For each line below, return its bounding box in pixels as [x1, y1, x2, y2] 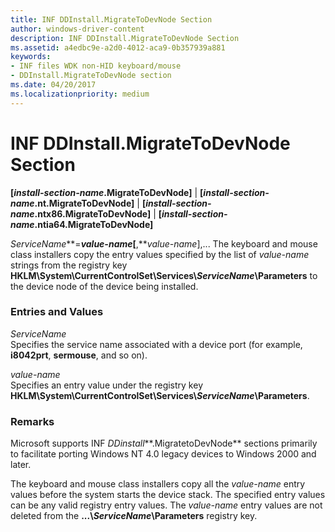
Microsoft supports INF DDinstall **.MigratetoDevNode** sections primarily [10, 437, 318, 450]
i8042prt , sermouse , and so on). [10, 349, 148, 361]
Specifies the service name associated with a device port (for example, [10, 338, 303, 350]
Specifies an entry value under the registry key [10, 379, 203, 391]
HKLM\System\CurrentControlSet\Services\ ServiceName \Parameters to [10, 269, 318, 281]
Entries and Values [10, 305, 104, 319]
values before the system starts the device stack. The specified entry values [10, 489, 326, 501]
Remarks [10, 414, 55, 428]
